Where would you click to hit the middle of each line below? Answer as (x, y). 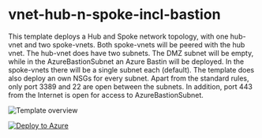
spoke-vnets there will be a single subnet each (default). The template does (131, 69)
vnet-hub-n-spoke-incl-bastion (114, 15)
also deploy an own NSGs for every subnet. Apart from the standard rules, (129, 78)
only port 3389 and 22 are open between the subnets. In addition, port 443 (130, 86)
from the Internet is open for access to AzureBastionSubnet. (106, 95)
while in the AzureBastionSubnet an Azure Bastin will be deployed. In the (126, 62)
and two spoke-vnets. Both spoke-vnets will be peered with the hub (135, 44)
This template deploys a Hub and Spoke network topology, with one (118, 36)
